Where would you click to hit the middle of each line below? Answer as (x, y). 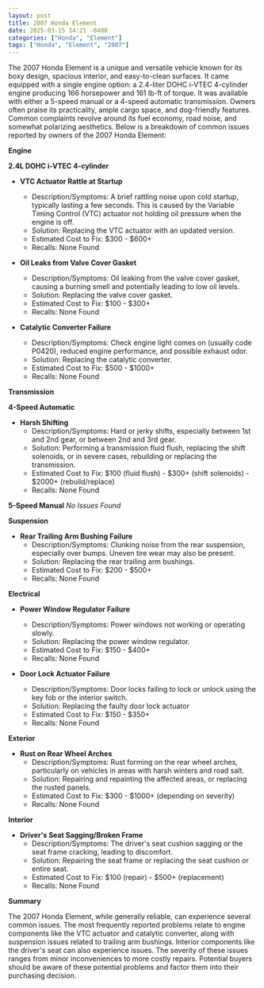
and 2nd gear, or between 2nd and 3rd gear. (104, 440)
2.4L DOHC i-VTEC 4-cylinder (59, 166)
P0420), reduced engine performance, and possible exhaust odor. (140, 351)
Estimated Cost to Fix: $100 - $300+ (91, 303)
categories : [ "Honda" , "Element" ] (65, 38)
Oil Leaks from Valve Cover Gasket (78, 263)
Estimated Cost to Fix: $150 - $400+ (91, 650)
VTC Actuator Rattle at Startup (71, 181)
